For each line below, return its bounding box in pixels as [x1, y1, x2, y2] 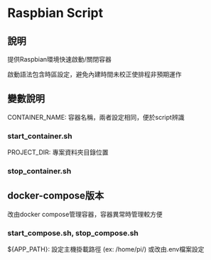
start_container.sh [7, 131, 72, 141]
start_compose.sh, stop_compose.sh [7, 228, 139, 238]
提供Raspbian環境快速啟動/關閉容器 [7, 55, 112, 63]
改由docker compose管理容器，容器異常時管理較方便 [7, 210, 163, 218]
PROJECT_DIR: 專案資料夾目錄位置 [7, 148, 109, 157]
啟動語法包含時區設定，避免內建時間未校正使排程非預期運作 [7, 70, 182, 79]
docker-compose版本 [7, 190, 104, 202]
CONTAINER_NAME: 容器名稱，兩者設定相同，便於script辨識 [7, 113, 185, 121]
